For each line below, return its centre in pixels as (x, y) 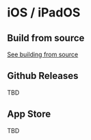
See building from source (43, 54)
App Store (29, 114)
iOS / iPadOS (44, 13)
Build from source (46, 38)
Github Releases (43, 76)
